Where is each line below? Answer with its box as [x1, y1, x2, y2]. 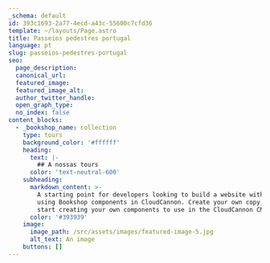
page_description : [15, 64, 78, 72]
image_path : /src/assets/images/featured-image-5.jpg [29, 228, 215, 237]
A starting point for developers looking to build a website [37, 190, 247, 199]
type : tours [22, 131, 63, 139]
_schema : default [8, 11, 67, 20]
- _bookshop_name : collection [15, 123, 117, 131]
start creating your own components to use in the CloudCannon [37, 205, 253, 213]
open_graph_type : [15, 101, 74, 109]
